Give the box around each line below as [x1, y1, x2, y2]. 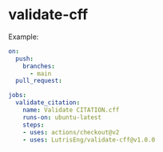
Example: [8, 32, 39, 41]
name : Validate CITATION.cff [22, 106, 120, 115]
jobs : [8, 92, 26, 99]
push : [15, 54, 34, 63]
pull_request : [15, 77, 62, 85]
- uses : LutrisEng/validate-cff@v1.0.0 [22, 135, 156, 144]
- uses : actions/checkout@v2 [22, 128, 120, 136]
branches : [22, 62, 56, 70]
